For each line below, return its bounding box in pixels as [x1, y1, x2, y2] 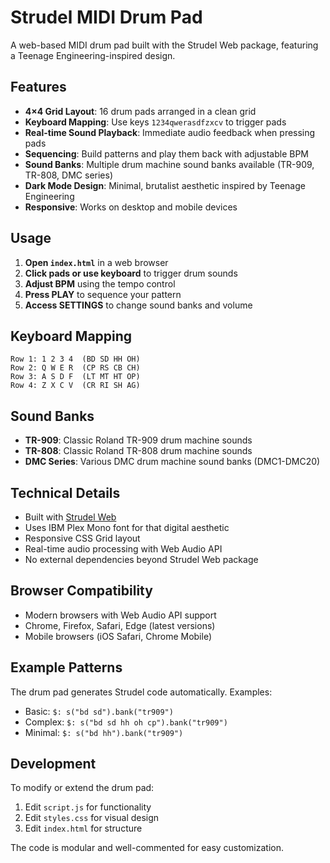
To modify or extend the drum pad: [10, 782, 155, 794]
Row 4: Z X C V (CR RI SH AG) [10, 381, 141, 391]
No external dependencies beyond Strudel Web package [24, 554, 259, 565]
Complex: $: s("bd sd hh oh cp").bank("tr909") [24, 716, 228, 728]
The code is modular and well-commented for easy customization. [10, 842, 285, 854]
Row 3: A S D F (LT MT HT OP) [10, 372, 141, 382]
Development [10, 756, 97, 773]
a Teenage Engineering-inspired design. [10, 49, 176, 61]
